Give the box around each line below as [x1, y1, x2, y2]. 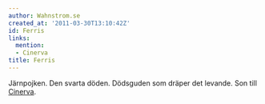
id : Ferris [8, 26, 45, 34]
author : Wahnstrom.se [8, 11, 81, 20]
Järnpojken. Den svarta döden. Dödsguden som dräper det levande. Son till [8, 78, 258, 88]
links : [8, 34, 30, 42]
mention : [15, 42, 45, 50]
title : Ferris [8, 57, 56, 65]
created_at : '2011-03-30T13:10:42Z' [8, 19, 130, 27]
